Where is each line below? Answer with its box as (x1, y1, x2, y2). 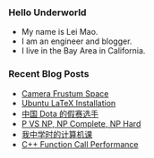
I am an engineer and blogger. (21, 36, 133, 46)
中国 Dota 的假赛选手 (21, 108, 99, 119)
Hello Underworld (8, 6, 87, 19)
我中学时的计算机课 (21, 129, 93, 139)
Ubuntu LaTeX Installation (21, 97, 116, 108)
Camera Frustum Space (21, 87, 109, 99)
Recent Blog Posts (8, 68, 90, 80)
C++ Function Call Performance (21, 138, 139, 149)
